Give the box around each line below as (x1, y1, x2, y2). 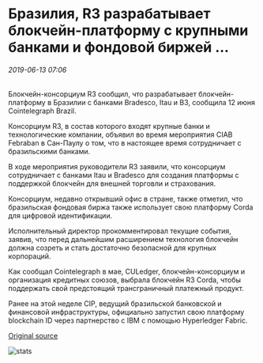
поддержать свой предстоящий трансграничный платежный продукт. (8, 284, 245, 293)
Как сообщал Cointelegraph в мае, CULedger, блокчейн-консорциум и (8, 267, 246, 277)
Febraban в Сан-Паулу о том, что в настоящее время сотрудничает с (8, 138, 242, 148)
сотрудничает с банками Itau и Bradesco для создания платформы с (8, 171, 239, 180)
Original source (8, 331, 58, 341)
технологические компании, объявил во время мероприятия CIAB (8, 130, 233, 139)
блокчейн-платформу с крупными (8, 21, 249, 40)
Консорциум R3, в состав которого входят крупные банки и (8, 122, 211, 131)
